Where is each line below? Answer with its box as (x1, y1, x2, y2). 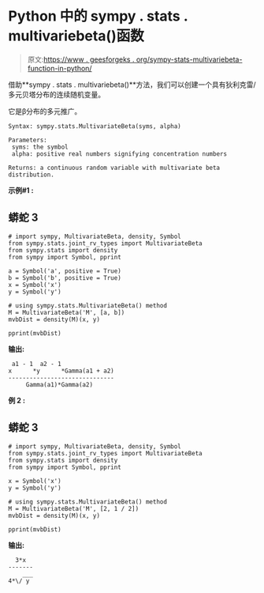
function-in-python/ (27, 63, 92, 73)
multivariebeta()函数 (8, 27, 144, 45)
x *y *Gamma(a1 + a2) (8, 367, 114, 375)
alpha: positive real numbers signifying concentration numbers (11, 149, 227, 158)
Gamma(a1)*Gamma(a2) (25, 380, 93, 388)
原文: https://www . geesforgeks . (27, 55, 135, 64)
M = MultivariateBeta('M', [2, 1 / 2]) (8, 504, 139, 512)
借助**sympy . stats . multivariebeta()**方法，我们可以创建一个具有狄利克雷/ (8, 80, 256, 89)
